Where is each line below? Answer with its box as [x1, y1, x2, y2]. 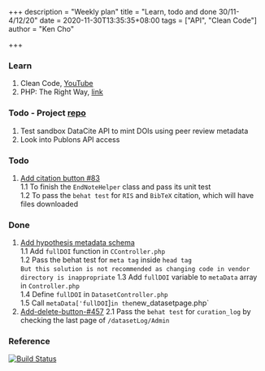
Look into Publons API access [20, 134, 120, 145]
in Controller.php [20, 281, 80, 291]
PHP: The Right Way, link [20, 87, 103, 97]
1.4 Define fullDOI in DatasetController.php [20, 290, 168, 300]
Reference [8, 336, 50, 347]
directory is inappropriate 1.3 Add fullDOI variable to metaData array [20, 272, 258, 283]
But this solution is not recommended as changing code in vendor [20, 265, 250, 274]
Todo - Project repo [8, 107, 87, 119]
